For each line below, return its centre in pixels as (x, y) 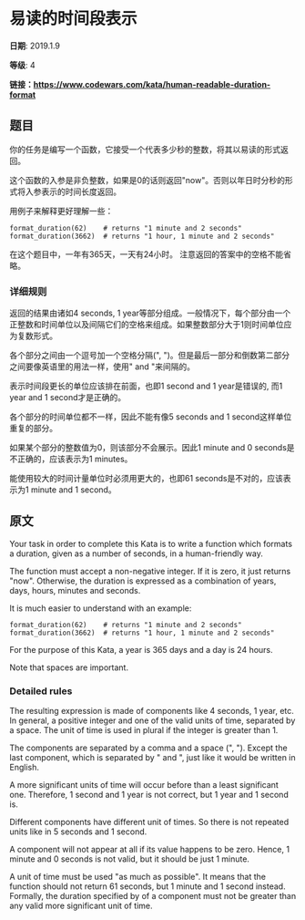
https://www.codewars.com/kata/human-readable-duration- (152, 84)
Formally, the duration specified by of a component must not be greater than (153, 896)
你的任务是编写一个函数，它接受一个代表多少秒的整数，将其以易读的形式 (145, 149)
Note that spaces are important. (69, 667)
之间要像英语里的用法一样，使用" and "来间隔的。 (102, 367)
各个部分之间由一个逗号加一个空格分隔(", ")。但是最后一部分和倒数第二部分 (150, 356)
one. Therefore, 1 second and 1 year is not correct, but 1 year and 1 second (149, 795)
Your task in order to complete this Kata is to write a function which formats (151, 543)
